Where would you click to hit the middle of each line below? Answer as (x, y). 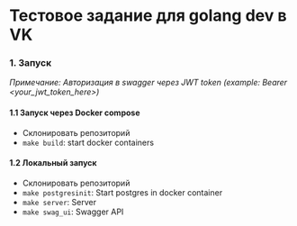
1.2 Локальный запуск (53, 163)
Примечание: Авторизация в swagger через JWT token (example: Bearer (148, 83)
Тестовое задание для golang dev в (148, 16)
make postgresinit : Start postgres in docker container (122, 192)
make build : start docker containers (88, 142)
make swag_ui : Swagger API (73, 212)
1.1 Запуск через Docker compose (75, 113)
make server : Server (59, 202)
